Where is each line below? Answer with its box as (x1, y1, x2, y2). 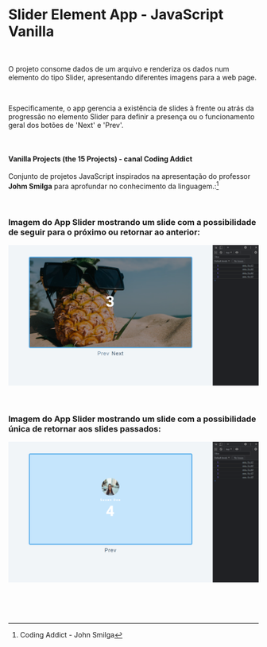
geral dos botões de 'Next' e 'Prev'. (8, 120, 124, 130)
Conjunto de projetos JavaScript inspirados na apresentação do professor (8, 172, 251, 181)
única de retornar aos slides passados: (8, 424, 161, 435)
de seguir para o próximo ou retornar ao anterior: (8, 227, 201, 238)
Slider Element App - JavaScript (8, 6, 224, 24)
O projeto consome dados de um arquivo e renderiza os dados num (8, 64, 230, 73)
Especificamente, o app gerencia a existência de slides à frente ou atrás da (8, 103, 254, 113)
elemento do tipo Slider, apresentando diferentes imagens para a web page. (8, 72, 257, 82)
